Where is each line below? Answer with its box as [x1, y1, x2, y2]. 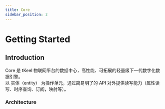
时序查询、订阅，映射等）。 [13, 86, 69, 92]
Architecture [5, 98, 37, 105]
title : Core [5, 7, 30, 12]
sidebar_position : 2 [5, 12, 48, 17]
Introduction [5, 53, 45, 62]
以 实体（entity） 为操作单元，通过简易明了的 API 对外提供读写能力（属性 [5, 79, 156, 85]
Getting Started [5, 33, 71, 45]
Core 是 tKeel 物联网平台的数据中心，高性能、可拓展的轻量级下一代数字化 [5, 67, 156, 73]
